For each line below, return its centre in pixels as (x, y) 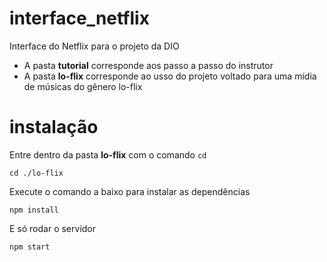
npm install (34, 210)
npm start (30, 247)
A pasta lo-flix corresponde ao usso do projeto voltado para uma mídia (170, 76)
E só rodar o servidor (53, 228)
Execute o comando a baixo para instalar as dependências (130, 191)
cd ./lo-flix (36, 173)
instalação (54, 127)
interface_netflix (79, 18)
